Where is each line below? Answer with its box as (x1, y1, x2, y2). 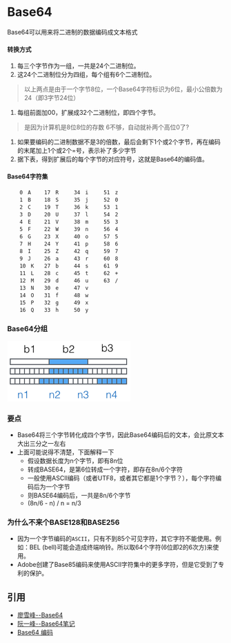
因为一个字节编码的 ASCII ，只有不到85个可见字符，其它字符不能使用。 (17, 534, 216, 543)
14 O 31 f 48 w (19, 292, 89, 299)
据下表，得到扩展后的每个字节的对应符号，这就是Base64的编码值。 (17, 155, 209, 163)
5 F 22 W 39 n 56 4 (19, 226, 119, 233)
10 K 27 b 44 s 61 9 (19, 263, 119, 270)
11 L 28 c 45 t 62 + (19, 270, 119, 277)
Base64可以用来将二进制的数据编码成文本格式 (7, 28, 138, 36)
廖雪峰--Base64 (17, 611, 63, 619)
